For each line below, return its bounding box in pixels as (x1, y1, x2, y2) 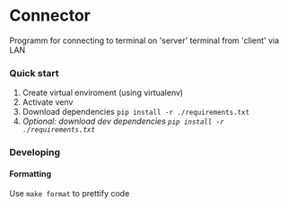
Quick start (9, 66, 60, 79)
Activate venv (22, 97, 74, 108)
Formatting (9, 168, 52, 179)
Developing (9, 146, 61, 159)
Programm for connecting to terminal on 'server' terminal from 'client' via (9, 35, 280, 46)
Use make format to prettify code (9, 188, 130, 199)
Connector (9, 5, 92, 26)
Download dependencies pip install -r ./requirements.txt (22, 107, 249, 117)
